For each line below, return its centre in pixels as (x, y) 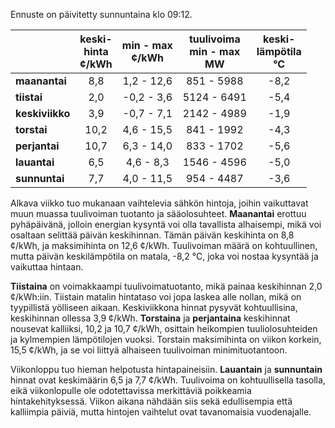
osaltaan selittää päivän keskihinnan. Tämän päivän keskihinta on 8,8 (152, 235)
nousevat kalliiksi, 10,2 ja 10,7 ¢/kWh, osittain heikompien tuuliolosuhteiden (164, 328)
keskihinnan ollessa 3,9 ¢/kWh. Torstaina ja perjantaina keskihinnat (150, 318)
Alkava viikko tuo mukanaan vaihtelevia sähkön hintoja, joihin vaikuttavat (159, 203)
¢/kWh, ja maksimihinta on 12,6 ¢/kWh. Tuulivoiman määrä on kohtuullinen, (164, 245)
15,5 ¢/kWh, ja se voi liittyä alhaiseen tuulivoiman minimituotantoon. (149, 350)
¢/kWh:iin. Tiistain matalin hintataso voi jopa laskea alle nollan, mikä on (156, 297)
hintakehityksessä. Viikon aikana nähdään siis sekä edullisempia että (151, 401)
